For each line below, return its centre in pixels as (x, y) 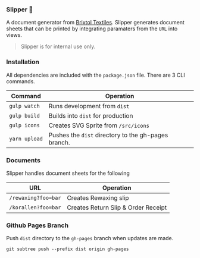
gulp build (24, 116)
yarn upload (26, 139)
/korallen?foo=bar (35, 207)
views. (14, 35)
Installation (23, 62)
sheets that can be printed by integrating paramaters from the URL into (92, 29)
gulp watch (24, 106)
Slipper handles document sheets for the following (68, 173)
